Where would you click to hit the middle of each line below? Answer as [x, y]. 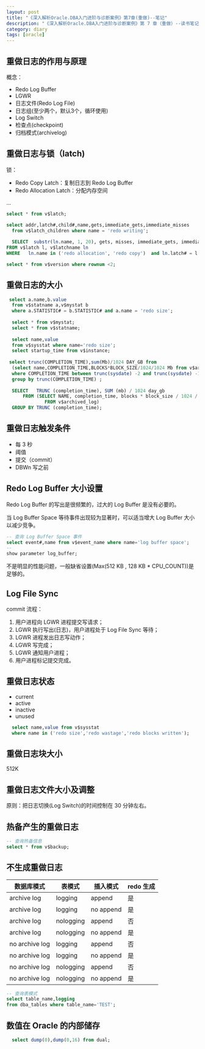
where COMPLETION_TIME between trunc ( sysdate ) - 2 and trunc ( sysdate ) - [105, 373]
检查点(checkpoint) [39, 125]
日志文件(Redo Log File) [45, 103]
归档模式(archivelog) [41, 132]
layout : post [23, 12]
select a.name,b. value [38, 300]
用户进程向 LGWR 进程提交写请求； [59, 622]
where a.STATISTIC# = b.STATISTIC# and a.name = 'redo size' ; [92, 311]
